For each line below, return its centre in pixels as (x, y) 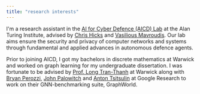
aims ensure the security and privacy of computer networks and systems (96, 41)
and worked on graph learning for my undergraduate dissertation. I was (94, 65)
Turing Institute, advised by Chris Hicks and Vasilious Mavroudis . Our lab (96, 35)
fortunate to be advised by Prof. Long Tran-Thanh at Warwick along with (95, 71)
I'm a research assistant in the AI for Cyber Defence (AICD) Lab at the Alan (98, 29)
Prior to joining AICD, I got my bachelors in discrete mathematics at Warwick (100, 59)
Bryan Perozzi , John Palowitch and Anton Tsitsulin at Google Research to (96, 78)
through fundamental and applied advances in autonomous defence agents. (100, 48)
